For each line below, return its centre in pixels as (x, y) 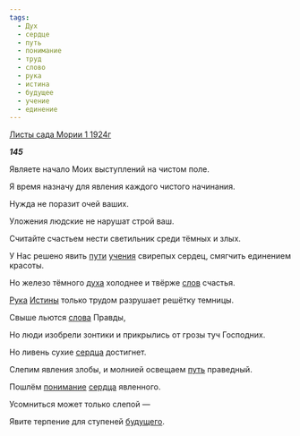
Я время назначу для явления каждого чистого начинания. (122, 187)
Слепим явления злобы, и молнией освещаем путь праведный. (131, 370)
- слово (32, 68)
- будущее (35, 92)
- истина (34, 84)
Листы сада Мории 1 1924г (60, 134)
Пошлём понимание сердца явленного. (85, 387)
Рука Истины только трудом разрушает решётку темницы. (122, 300)
